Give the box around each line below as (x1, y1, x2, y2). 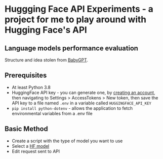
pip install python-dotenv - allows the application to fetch (11, 105, 133, 111)
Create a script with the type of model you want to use (11, 138, 123, 144)
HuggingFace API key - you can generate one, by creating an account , (11, 90, 156, 95)
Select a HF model (11, 143, 50, 149)
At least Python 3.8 (11, 84, 51, 90)
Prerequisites (4, 71, 47, 80)
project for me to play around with (4, 14, 147, 25)
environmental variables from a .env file (11, 110, 93, 116)
